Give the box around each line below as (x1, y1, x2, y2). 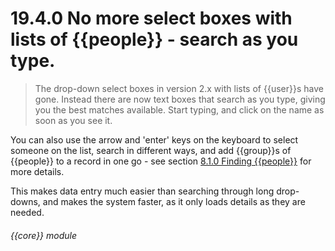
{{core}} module (10, 229, 78, 241)
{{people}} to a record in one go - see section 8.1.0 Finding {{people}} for (10, 155, 312, 167)
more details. (10, 165, 65, 177)
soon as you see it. (34, 114, 113, 126)
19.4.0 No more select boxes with (10, 7, 293, 30)
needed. (10, 206, 45, 218)
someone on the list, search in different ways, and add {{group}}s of (10, 144, 292, 156)
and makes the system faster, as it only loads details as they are (42, 195, 306, 207)
